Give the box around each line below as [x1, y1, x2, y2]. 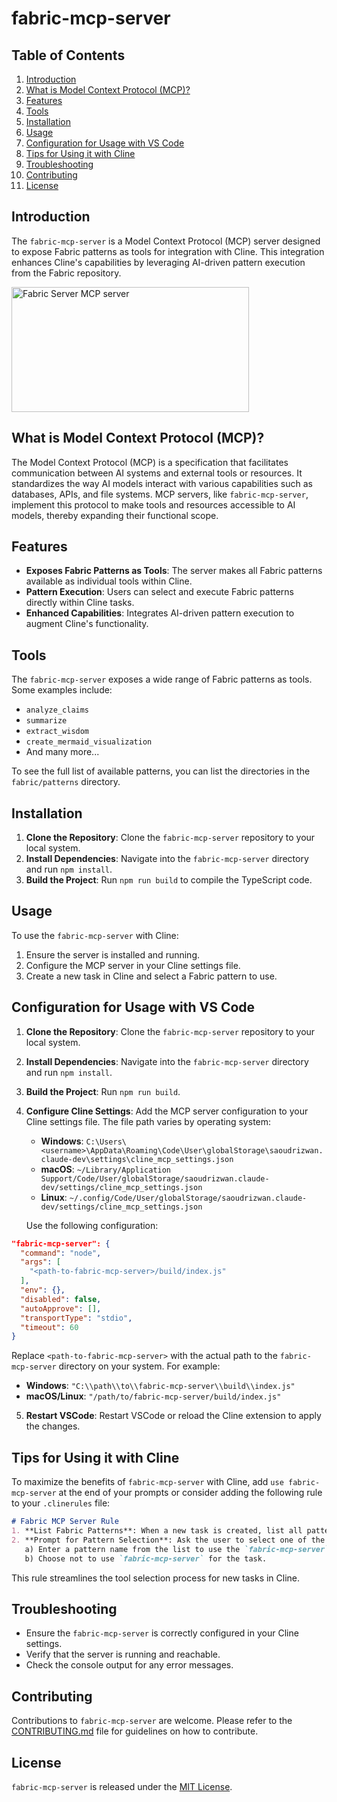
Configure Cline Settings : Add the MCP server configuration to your [25, 1105, 309, 1117]
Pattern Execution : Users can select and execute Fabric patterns [25, 586, 294, 598]
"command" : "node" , [20, 1248, 102, 1258]
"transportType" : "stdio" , [20, 1313, 133, 1323]
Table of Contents [11, 47, 126, 64]
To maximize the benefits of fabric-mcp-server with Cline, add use [11, 1476, 284, 1488]
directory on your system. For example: [58, 1360, 221, 1372]
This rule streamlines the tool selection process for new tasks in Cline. [11, 1572, 301, 1584]
